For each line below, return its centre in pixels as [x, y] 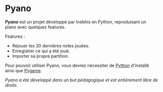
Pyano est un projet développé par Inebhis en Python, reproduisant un [76, 22]
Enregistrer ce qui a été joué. [41, 51]
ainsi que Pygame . [24, 70]
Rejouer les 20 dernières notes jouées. [51, 46]
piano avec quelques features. [35, 27]
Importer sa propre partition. [40, 56]
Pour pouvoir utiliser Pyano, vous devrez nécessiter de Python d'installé [77, 65]
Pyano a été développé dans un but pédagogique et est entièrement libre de [81, 80]
